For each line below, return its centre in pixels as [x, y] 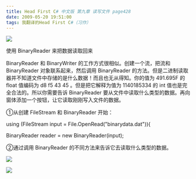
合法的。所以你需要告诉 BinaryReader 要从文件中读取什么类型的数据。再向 [100, 93]
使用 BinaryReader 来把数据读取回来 [49, 51]
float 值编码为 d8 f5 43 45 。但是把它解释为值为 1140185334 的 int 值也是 [94, 85]
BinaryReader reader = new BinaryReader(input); [65, 136]
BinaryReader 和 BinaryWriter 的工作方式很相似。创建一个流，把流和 [88, 63]
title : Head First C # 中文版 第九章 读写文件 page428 [68, 11]
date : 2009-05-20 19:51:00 [39, 17]
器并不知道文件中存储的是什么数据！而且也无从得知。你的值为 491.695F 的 [96, 78]
